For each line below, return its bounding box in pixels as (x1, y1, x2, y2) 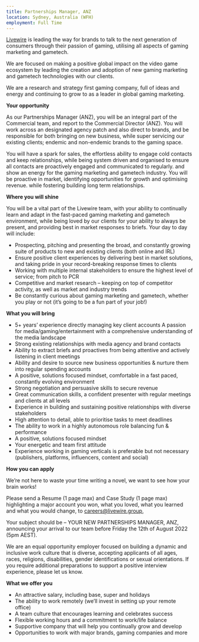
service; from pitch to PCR (14, 273, 79, 280)
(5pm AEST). (6, 532, 37, 539)
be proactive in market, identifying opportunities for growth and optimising (6, 176, 188, 183)
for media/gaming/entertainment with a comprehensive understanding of (14, 328, 193, 335)
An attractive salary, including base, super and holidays (14, 592, 150, 599)
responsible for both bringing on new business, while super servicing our (6, 132, 185, 140)
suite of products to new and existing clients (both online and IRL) (14, 248, 175, 255)
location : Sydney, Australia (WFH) (6, 14, 94, 20)
